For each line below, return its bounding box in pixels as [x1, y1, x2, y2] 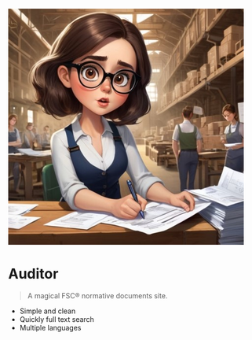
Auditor [8, 265, 59, 283]
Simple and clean [19, 306, 76, 316]
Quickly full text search [19, 314, 94, 323]
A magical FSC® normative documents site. [27, 290, 168, 300]
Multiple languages [19, 323, 82, 332]
